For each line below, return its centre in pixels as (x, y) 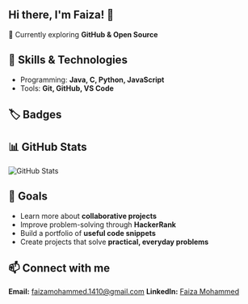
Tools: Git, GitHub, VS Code (67, 88)
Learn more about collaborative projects (88, 216)
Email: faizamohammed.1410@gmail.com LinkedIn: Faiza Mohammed (124, 292)
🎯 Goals (28, 197)
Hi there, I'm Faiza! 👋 (61, 15)
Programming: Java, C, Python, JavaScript (92, 79)
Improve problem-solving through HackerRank (98, 225)
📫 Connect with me (59, 268)
